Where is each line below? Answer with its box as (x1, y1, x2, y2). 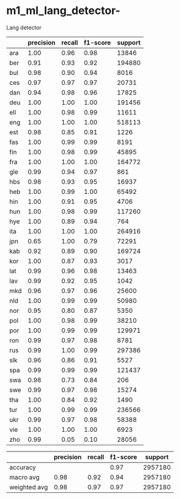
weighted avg (9, 483, 49, 491)
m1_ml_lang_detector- (6, 4, 120, 18)
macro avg (9, 473, 40, 481)
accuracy (9, 463, 36, 472)
